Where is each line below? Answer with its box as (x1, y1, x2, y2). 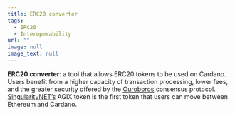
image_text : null (7, 51, 59, 58)
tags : (7, 17, 23, 24)
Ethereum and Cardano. (7, 100, 78, 108)
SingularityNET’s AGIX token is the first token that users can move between (7, 92, 228, 100)
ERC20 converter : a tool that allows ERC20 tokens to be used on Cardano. (7, 69, 226, 78)
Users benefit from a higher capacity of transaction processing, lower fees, (7, 77, 229, 85)
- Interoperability (14, 30, 72, 38)
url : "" (7, 37, 31, 44)
